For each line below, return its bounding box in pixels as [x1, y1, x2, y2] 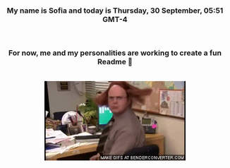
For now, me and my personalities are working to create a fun [8, 48, 222, 58]
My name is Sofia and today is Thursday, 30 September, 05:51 [6, 6, 224, 16]
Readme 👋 [97, 57, 133, 67]
